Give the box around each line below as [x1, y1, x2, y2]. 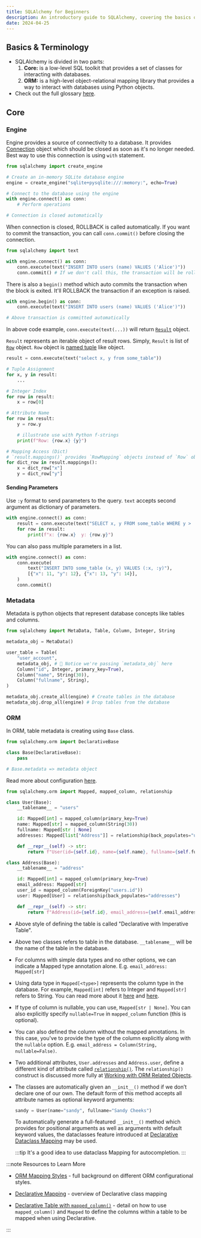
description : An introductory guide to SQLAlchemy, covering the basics [6, 14, 191, 20]
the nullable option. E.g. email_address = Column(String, [14, 1041, 157, 1048]
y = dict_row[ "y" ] [17, 471, 63, 477]
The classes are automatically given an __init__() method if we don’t [14, 1083, 187, 1090]
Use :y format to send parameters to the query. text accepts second [6, 497, 176, 504]
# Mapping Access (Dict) [6, 448, 68, 455]
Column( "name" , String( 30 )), [17, 672, 90, 678]
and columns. [6, 616, 40, 624]
